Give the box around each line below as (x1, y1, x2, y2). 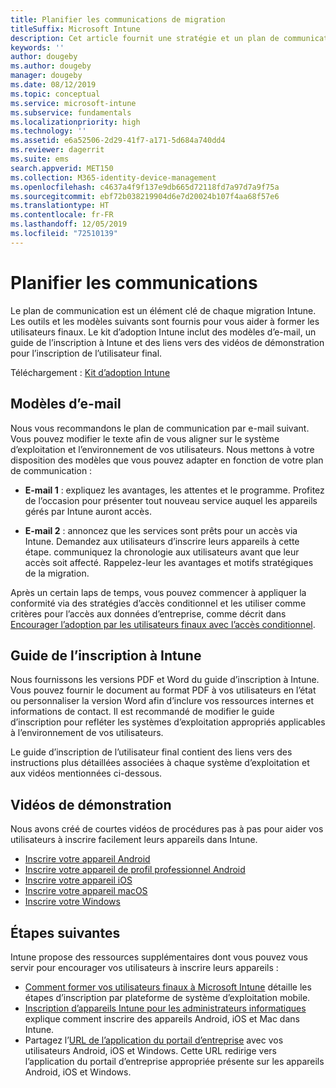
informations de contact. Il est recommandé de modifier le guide (10, 706, 275, 718)
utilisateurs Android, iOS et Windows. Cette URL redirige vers (24, 1044, 277, 1056)
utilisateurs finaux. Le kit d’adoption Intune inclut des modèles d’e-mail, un (10, 326, 317, 338)
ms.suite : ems (10, 154, 70, 164)
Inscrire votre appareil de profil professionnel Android (24, 864, 246, 876)
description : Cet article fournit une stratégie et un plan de (10, 33, 280, 43)
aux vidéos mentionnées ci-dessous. (10, 767, 163, 780)
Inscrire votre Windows (24, 896, 121, 908)
